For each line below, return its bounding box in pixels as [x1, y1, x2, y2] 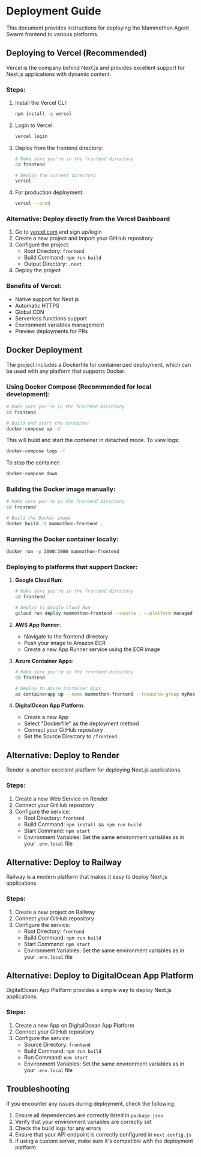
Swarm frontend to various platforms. [6, 30, 99, 37]
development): [6, 390, 50, 398]
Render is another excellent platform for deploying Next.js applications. [6, 766, 182, 773]
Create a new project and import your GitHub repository [14, 235, 153, 242]
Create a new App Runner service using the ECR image [23, 646, 160, 653]
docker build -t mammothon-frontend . [6, 521, 103, 527]
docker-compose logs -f [6, 448, 66, 454]
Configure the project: [14, 241, 70, 248]
